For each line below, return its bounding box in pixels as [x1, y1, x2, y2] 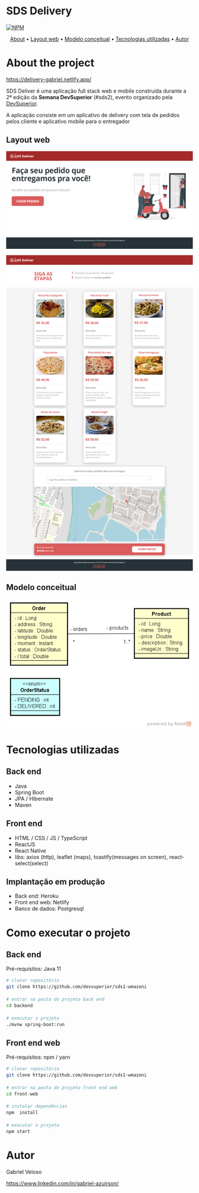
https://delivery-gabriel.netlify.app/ [6, 75, 92, 83]
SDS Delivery [6, 4, 72, 18]
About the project [6, 56, 95, 70]
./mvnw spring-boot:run [6, 1021, 65, 1027]
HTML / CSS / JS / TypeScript [14, 834, 88, 841]
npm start [6, 1128, 31, 1134]
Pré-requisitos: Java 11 [6, 965, 61, 973]
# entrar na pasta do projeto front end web [6, 1084, 118, 1091]
